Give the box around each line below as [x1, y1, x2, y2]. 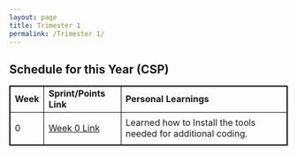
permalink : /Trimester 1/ [9, 29, 104, 38]
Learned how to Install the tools [125, 116, 256, 129]
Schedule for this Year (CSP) [9, 62, 170, 77]
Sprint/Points [48, 87, 106, 100]
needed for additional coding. [125, 128, 247, 140]
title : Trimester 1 [9, 21, 81, 30]
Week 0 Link [48, 122, 100, 135]
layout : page [9, 12, 57, 22]
